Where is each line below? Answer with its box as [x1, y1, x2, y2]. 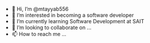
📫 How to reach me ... [11, 31, 66, 37]
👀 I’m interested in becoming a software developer [11, 12, 134, 19]
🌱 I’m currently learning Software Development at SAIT [11, 18, 145, 24]
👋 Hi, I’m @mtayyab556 [11, 6, 69, 12]
